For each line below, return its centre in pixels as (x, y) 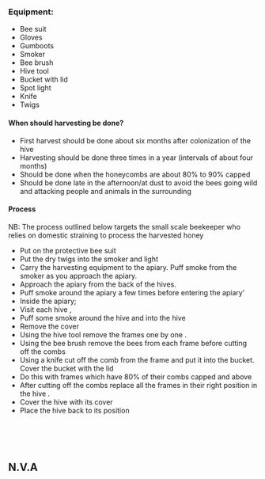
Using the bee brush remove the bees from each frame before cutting (133, 343)
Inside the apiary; (48, 301)
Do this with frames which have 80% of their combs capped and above (136, 376)
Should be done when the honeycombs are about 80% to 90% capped (135, 174)
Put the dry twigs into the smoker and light (89, 259)
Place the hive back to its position (74, 410)
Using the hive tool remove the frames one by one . (103, 334)
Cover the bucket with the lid (66, 368)
